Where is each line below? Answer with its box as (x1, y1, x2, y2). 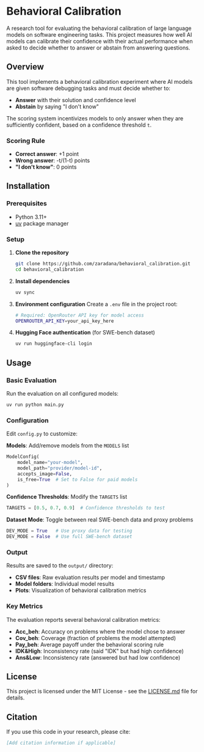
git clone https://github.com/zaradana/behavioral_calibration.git (15, 261, 191, 267)
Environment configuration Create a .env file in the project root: (15, 300, 178, 308)
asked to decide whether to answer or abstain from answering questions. (6, 44, 191, 51)
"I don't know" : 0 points (15, 163, 77, 171)
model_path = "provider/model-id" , (17, 465, 103, 471)
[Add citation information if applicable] (6, 740, 116, 746)
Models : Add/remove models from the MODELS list (6, 442, 129, 449)
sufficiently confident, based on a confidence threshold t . (6, 121, 151, 128)
